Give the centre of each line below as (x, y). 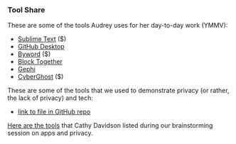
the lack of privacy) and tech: (50, 98)
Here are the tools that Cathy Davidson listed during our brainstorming (110, 126)
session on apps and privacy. (50, 133)
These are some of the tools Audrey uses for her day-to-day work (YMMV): (118, 26)
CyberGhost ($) (41, 77)
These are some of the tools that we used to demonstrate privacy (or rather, (118, 91)
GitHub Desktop (41, 47)
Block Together (40, 62)
